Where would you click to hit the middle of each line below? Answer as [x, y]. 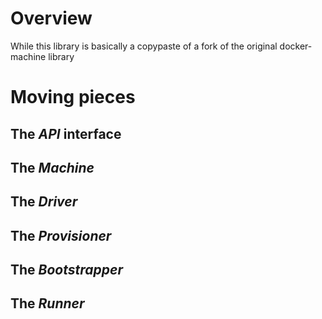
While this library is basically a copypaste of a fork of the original [144, 46]
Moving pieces [73, 97]
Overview [51, 18]
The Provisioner [61, 235]
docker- [296, 46]
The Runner [47, 303]
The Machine [52, 167]
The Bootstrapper [66, 270]
